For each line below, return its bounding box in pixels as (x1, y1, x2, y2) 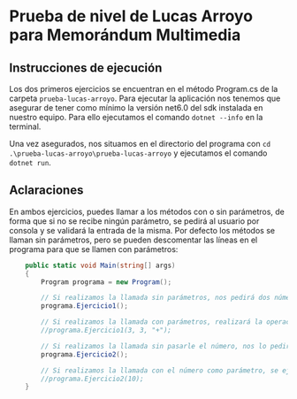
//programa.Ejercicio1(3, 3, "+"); (41, 326, 172, 335)
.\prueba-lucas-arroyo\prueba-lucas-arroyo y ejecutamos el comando (9, 148, 268, 158)
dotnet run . (9, 157, 51, 167)
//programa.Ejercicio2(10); (41, 374, 144, 383)
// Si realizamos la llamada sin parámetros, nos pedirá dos (41, 294, 271, 303)
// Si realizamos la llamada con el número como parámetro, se (41, 365, 278, 375)
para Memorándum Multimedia (9, 25, 241, 45)
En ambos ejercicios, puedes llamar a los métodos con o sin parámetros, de (9, 206, 286, 217)
